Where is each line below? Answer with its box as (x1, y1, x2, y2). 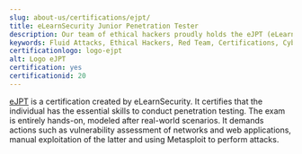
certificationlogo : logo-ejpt (9, 47, 123, 56)
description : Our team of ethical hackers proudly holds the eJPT (9, 30, 263, 38)
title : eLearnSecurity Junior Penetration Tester (9, 21, 200, 30)
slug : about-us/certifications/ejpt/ (9, 13, 151, 22)
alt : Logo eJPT (9, 55, 67, 64)
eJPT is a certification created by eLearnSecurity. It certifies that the (9, 96, 263, 107)
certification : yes (9, 64, 83, 73)
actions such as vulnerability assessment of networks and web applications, (9, 124, 292, 135)
